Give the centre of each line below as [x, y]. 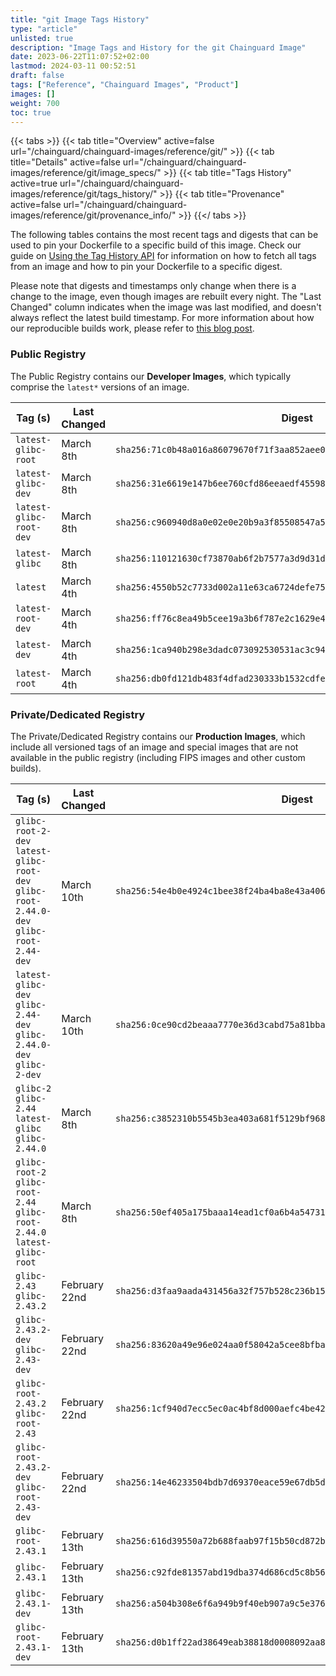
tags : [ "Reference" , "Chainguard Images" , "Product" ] [125, 85]
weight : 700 [35, 103]
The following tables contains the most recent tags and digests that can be [164, 235]
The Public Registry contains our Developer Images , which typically [151, 376]
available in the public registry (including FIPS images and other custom [158, 757]
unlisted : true [42, 38]
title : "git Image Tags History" [80, 19]
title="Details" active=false [65, 162]
